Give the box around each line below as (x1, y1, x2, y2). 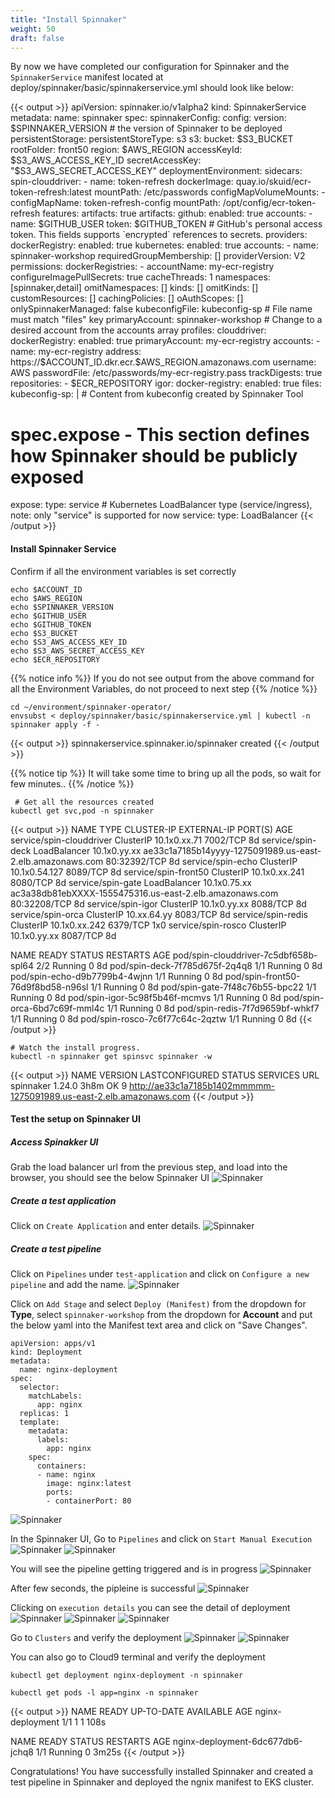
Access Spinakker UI (10, 1136, 99, 1148)
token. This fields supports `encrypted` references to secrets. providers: (10, 229, 308, 241)
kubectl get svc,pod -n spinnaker (10, 806, 155, 816)
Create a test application (10, 1194, 117, 1206)
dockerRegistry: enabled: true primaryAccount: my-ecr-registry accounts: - (10, 335, 321, 347)
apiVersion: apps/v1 (10, 1339, 97, 1349)
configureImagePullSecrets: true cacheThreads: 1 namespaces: (10, 271, 271, 283)
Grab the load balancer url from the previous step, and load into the (10, 1161, 288, 1173)
